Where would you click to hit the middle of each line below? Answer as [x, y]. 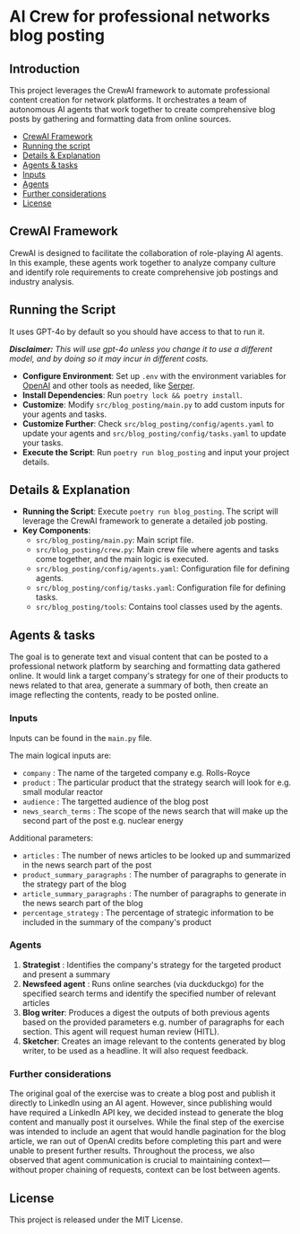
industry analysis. [42, 281]
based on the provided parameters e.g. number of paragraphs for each [153, 1022]
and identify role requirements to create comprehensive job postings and [144, 272]
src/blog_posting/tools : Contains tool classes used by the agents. [159, 607]
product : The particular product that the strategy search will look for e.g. [157, 782]
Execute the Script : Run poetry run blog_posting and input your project [155, 452]
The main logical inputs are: [60, 755]
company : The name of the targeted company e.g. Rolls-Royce [136, 772]
